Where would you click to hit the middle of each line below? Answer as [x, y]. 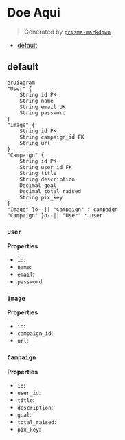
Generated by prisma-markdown [67, 32]
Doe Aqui [34, 13]
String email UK [43, 107]
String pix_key [41, 197]
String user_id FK [46, 167]
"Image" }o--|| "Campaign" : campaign [62, 209]
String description [47, 179]
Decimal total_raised [50, 191]
